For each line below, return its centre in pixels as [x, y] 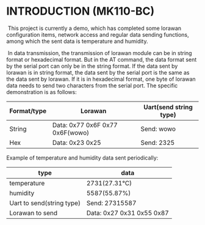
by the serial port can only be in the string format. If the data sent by [92, 66]
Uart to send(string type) [45, 203]
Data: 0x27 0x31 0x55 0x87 [128, 213]
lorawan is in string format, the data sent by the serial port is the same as [98, 72]
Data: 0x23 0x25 [77, 142]
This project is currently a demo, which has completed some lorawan [95, 28]
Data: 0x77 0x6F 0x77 [85, 125]
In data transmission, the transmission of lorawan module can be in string [100, 53]
